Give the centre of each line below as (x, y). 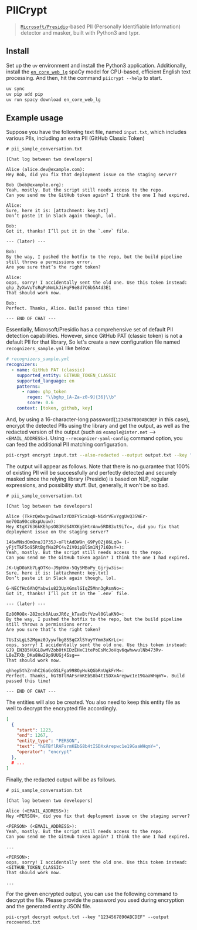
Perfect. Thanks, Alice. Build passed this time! (68, 308)
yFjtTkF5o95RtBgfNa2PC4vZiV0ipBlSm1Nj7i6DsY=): (65, 547)
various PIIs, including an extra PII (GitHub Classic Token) (75, 138)
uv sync (16, 89)
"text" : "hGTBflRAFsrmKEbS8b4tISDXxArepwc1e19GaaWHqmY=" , (89, 747)
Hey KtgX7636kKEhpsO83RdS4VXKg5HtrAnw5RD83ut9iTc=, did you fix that (93, 526)
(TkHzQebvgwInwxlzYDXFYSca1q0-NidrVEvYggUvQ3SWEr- (85, 516)
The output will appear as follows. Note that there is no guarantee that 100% (98, 466)
